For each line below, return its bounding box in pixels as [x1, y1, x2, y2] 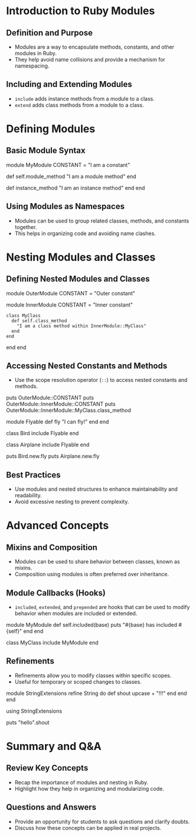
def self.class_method [11, 318, 67, 324]
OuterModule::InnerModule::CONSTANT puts [6, 401, 116, 408]
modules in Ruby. [14, 50, 57, 57]
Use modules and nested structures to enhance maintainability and [14, 485, 178, 492]
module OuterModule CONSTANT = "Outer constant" [6, 289, 136, 297]
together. [14, 223, 37, 230]
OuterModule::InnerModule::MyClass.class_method [6, 407, 132, 414]
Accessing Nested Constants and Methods [6, 361, 168, 371]
